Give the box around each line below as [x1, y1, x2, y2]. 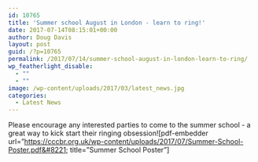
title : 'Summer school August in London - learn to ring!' [8, 19, 206, 27]
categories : [8, 92, 47, 99]
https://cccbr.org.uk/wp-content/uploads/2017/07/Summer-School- [24, 137, 244, 146]
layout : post [8, 41, 51, 49]
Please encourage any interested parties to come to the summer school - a [8, 121, 251, 130]
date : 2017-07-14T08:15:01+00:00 [8, 26, 118, 34]
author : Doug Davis [8, 33, 72, 41]
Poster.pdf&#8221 [8, 146, 67, 155]
